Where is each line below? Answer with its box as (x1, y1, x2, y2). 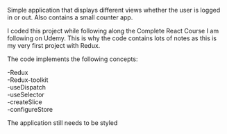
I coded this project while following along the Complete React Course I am (7, 27, 219, 35)
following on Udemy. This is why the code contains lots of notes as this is (7, 34, 217, 42)
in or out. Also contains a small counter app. (7, 13, 133, 22)
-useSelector (7, 90, 45, 99)
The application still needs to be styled (7, 119, 118, 127)
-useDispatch (7, 83, 47, 91)
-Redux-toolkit (7, 76, 49, 84)
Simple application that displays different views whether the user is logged (7, 6, 221, 14)
